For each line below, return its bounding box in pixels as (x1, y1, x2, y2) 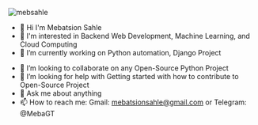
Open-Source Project (19, 80, 89, 89)
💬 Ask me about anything (19, 89, 102, 98)
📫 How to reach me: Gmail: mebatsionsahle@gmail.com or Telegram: (19, 97, 247, 107)
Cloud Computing (19, 40, 78, 49)
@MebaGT (19, 109, 55, 118)
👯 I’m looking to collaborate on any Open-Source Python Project (19, 63, 229, 73)
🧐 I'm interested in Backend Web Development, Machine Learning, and (19, 32, 251, 40)
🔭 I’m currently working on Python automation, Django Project (19, 48, 222, 57)
